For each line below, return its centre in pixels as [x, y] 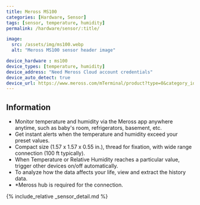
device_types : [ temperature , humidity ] [56, 66]
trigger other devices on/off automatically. [66, 166]
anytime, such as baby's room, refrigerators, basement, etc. [88, 128]
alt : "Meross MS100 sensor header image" [64, 50]
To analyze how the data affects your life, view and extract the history [100, 172]
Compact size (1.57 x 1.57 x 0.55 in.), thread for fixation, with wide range [103, 147]
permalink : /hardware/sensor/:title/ [53, 28]
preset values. [32, 141]
